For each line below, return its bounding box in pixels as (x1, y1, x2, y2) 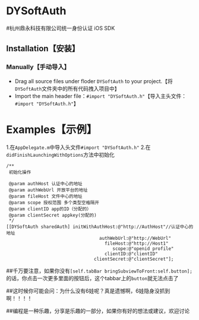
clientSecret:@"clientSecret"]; (94, 256, 174, 262)
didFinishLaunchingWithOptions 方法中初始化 (6, 151, 115, 158)
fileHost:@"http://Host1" (104, 240, 169, 246)
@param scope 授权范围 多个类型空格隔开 (8, 199, 100, 205)
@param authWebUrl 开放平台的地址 (8, 187, 88, 193)
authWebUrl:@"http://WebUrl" (99, 235, 171, 241)
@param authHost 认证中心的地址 (8, 180, 83, 186)
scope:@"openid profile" (112, 245, 174, 252)
